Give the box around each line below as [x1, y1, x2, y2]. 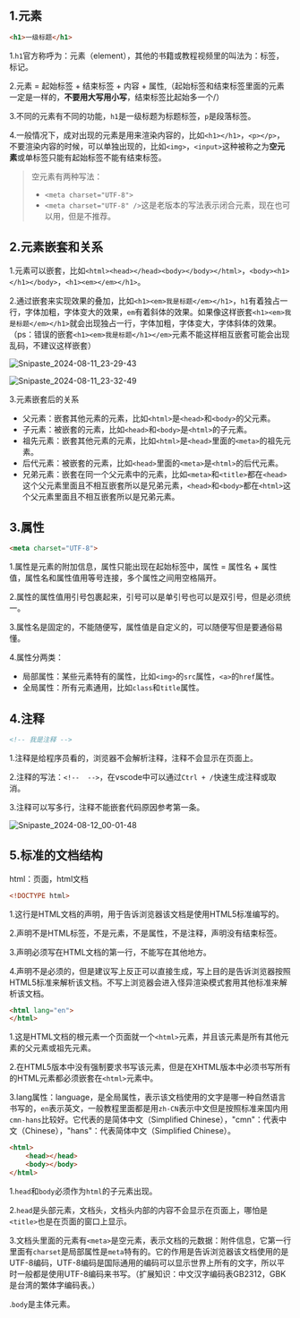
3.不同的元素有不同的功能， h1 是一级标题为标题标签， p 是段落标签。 [9, 110, 256, 121]
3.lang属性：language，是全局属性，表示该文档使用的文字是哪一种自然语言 [9, 1091, 287, 1103]
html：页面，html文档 [9, 873, 90, 884]
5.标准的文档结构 [9, 848, 103, 863]
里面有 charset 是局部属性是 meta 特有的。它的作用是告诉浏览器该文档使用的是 [9, 1245, 289, 1256]
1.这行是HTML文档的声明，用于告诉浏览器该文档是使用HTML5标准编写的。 [9, 908, 285, 920]
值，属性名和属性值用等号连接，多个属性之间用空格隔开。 [9, 572, 221, 584]
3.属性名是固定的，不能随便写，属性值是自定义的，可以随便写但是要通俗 [9, 621, 276, 633]
